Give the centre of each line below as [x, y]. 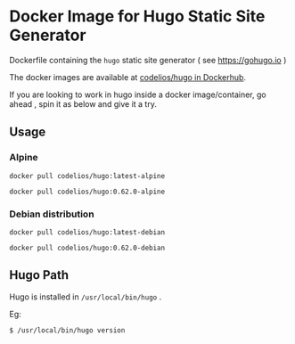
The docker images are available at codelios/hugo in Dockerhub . [128, 77]
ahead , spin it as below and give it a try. [83, 103]
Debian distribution [52, 214]
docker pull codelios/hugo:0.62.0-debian [87, 248]
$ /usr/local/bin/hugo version [67, 330]
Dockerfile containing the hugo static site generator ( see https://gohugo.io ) [148, 60]
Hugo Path [39, 275]
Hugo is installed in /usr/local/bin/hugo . [86, 297]
